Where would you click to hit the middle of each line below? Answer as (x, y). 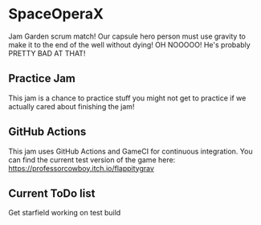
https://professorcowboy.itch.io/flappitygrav (82, 168)
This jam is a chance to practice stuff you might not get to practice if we (127, 98)
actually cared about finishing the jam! (71, 106)
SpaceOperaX (56, 14)
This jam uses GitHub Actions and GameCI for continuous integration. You (130, 151)
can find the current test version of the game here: (92, 160)
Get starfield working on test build (65, 213)
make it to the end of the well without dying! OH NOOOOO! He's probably (129, 44)
